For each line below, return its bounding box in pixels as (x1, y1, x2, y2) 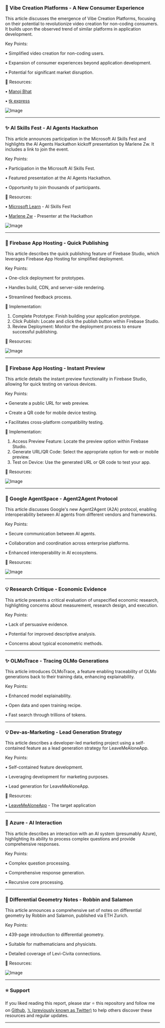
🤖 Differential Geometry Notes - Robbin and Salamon (5, 896, 133, 903)
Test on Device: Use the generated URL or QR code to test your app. (12, 459, 151, 465)
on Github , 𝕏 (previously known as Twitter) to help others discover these (5, 1007, 152, 1013)
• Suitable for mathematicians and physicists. (5, 941, 97, 947)
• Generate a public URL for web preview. (5, 400, 89, 406)
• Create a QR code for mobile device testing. (5, 410, 97, 416)
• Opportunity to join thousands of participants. (5, 184, 101, 190)
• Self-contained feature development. (5, 764, 83, 770)
